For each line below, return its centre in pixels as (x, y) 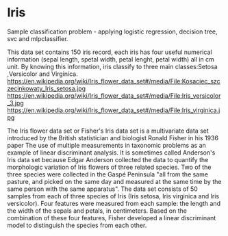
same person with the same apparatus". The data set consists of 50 (103, 189)
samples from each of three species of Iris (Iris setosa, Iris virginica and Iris (113, 196)
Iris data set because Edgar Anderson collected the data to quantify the (108, 159)
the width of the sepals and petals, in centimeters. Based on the (97, 211)
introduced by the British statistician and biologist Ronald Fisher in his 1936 (113, 137)
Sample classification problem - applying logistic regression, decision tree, (112, 31)
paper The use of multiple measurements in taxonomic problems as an (107, 145)
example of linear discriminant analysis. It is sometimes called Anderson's (111, 153)
